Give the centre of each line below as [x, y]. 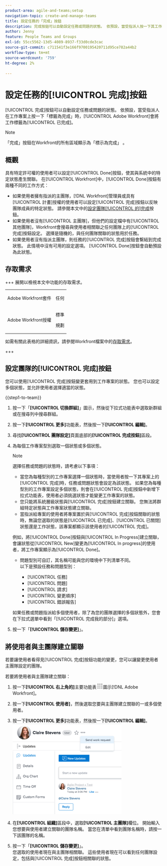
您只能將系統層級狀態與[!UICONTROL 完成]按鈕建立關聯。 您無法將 [88, 502]
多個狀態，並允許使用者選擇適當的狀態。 [46, 388]
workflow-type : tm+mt [28, 52]
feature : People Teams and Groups [41, 37]
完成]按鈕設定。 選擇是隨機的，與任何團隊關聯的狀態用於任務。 [77, 233]
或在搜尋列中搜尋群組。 [36, 414]
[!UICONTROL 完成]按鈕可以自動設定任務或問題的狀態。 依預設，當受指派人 [83, 110]
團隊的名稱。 [34, 835]
